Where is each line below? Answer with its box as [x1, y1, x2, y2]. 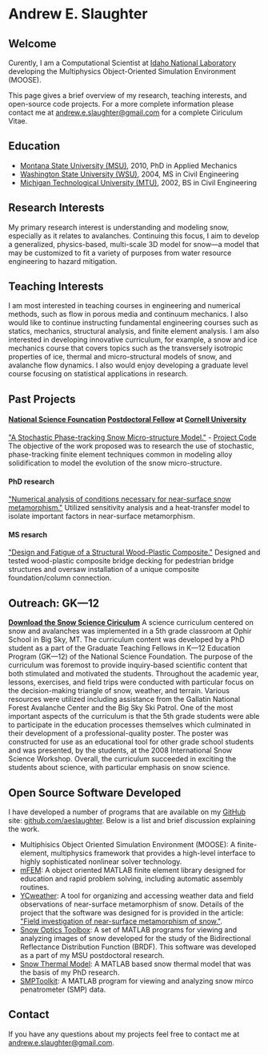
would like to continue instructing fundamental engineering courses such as [8, 318, 258, 327]
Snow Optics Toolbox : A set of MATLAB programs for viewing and [19, 925, 238, 935]
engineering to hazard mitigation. [8, 256, 118, 266]
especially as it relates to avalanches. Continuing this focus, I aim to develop [8, 230, 260, 241]
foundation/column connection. [8, 573, 112, 582]
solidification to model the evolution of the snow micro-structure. [8, 458, 222, 468]
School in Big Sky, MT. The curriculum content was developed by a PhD [8, 635, 246, 644]
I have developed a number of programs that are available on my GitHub [8, 807, 246, 817]
